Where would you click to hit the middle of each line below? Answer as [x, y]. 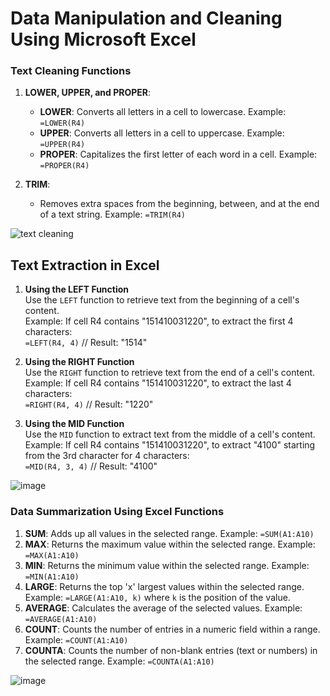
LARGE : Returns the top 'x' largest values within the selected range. [164, 586]
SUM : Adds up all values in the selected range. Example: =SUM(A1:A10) [169, 533]
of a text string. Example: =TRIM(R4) [112, 214]
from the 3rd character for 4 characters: [107, 456]
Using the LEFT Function [77, 289]
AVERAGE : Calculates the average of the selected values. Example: [163, 608]
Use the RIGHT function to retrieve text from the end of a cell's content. [170, 373]
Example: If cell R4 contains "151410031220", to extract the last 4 [158, 383]
